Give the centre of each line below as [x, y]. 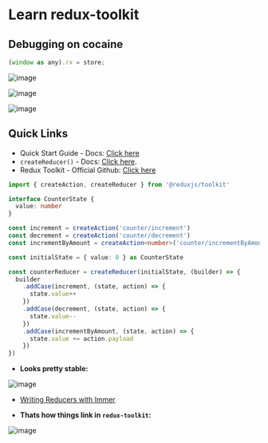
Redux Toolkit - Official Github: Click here [88, 170]
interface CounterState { [51, 199]
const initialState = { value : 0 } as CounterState [96, 257]
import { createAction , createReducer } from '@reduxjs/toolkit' [119, 184]
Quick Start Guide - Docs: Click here [79, 152]
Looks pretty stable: [54, 369]
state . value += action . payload [81, 338]
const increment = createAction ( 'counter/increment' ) [100, 228]
